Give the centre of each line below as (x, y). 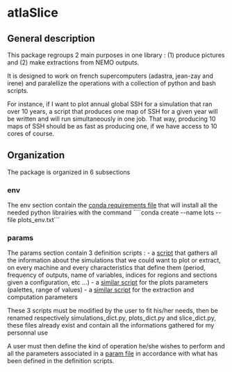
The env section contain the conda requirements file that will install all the (113, 205)
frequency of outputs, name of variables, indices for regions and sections (112, 275)
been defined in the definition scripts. (61, 361)
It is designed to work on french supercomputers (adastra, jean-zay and (110, 76)
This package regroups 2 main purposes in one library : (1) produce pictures (116, 55)
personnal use (28, 333)
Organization (36, 155)
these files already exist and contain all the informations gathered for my (111, 325)
